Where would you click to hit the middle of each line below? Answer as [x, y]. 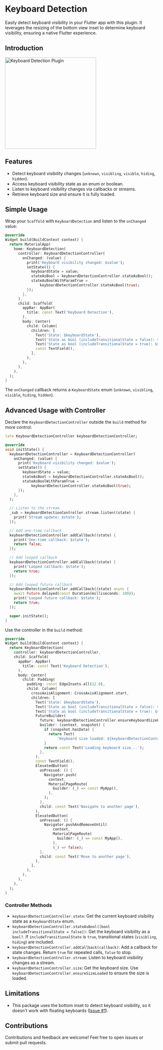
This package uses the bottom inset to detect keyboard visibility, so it [81, 1005]
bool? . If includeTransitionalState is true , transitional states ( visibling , [85, 937]
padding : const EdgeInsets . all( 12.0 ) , [66, 684]
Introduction [24, 48]
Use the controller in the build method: [44, 630]
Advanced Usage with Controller [55, 410]
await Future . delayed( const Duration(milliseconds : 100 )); [75, 594]
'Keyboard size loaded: [81, 738]
